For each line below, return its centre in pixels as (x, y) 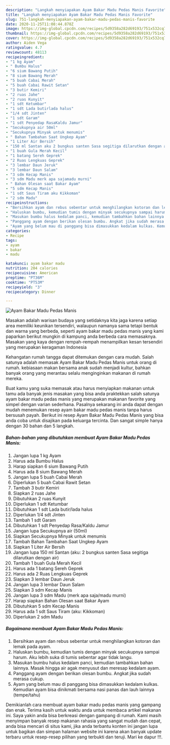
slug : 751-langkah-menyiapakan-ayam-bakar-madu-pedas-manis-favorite (80, 19)
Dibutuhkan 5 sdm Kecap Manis (46, 606)
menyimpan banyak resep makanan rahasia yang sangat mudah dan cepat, (84, 721)
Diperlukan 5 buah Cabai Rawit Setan (52, 483)
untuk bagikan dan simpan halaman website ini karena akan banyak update (84, 732)
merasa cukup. (29, 679)
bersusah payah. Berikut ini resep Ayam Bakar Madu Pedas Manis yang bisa (84, 415)
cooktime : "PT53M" (25, 282)
